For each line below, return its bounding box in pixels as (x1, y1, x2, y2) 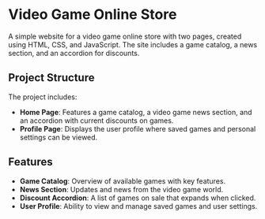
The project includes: (8, 92, 78, 102)
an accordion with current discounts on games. (19, 116, 174, 125)
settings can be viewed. (19, 132, 98, 142)
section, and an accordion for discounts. (8, 48, 140, 58)
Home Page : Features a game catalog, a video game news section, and (19, 107, 252, 117)
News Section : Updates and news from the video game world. (19, 184, 224, 194)
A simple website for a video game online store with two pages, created (8, 32, 242, 41)
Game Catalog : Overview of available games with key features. (19, 176, 226, 186)
